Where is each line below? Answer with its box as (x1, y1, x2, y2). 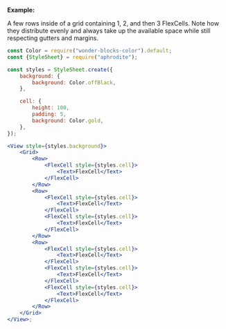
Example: (7, 6, 35, 14)
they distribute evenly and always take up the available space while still (7, 27, 211, 35)
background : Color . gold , (32, 117, 104, 124)
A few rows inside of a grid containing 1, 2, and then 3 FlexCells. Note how (7, 19, 220, 27)
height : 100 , (32, 104, 70, 111)
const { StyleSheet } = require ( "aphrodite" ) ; (7, 53, 138, 61)
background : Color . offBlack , (32, 79, 116, 86)
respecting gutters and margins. (7, 34, 99, 42)
